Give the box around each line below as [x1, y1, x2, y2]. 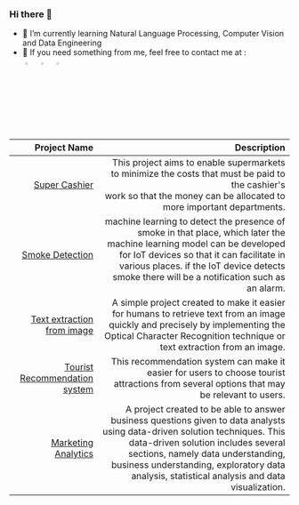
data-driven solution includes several [128, 437, 286, 449]
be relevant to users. [199, 389, 286, 401]
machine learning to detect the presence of [105, 215, 286, 228]
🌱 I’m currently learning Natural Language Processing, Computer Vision [21, 28, 285, 39]
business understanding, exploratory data [110, 459, 286, 471]
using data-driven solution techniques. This [101, 426, 286, 438]
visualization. [230, 481, 286, 493]
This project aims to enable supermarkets [112, 156, 286, 169]
